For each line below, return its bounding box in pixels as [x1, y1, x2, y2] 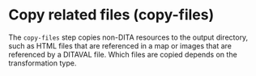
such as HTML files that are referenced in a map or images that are [8, 40, 233, 50]
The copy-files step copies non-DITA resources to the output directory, [8, 32, 249, 42]
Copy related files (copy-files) [8, 6, 215, 24]
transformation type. [8, 58, 77, 68]
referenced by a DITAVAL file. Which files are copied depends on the [8, 49, 237, 59]
